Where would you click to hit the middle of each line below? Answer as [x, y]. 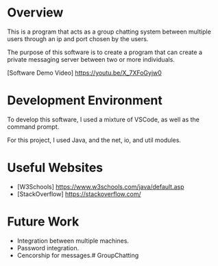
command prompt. [33, 126]
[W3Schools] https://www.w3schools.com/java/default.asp [100, 186]
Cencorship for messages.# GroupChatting [78, 255]
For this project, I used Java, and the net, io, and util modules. [94, 140]
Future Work [43, 221]
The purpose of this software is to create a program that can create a [105, 52]
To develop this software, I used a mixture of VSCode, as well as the [104, 119]
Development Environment [85, 100]
